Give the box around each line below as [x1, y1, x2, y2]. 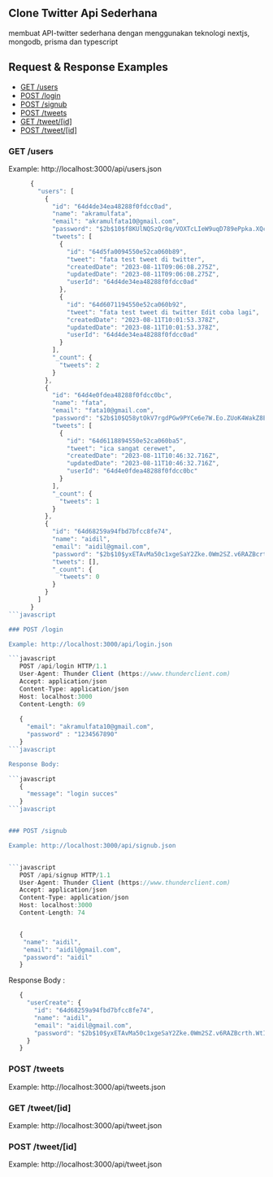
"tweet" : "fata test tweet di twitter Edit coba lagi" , [66, 308, 260, 316]
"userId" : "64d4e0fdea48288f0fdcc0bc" [66, 467, 198, 475]
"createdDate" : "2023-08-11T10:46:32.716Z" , [66, 451, 220, 460]
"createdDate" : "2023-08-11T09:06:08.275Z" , [66, 263, 220, 271]
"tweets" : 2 [59, 361, 100, 369]
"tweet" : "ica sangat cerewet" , [66, 444, 176, 452]
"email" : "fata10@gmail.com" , [51, 407, 154, 415]
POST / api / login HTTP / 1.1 [19, 662, 107, 670]
